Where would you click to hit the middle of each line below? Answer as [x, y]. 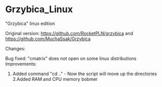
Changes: [15, 48]
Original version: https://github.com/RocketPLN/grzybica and [69, 33]
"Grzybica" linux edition [30, 23]
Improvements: [21, 64]
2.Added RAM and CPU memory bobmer [55, 79]
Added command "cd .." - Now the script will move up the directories [85, 74]
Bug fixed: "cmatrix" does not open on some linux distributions [71, 58]
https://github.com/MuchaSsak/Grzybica [48, 39]
